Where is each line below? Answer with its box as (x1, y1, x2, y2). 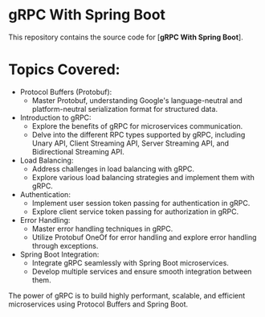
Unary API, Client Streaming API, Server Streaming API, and (31, 138, 230, 148)
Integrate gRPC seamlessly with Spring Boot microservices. (31, 257, 229, 267)
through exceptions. (31, 241, 99, 250)
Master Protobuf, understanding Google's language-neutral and (31, 95, 243, 105)
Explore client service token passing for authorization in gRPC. (31, 207, 239, 216)
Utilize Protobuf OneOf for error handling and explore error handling (31, 232, 257, 242)
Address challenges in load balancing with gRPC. (31, 163, 195, 174)
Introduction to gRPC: (19, 113, 92, 122)
